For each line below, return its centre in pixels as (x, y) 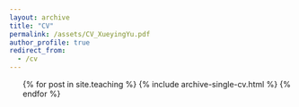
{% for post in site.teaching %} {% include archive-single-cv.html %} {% (157, 84)
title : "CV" (31, 26)
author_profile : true (50, 42)
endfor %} (41, 94)
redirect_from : (38, 51)
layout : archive (40, 17)
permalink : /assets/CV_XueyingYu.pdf (80, 34)
